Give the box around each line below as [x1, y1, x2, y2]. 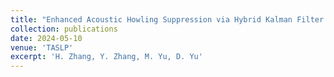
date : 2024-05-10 [10, 33, 83, 43]
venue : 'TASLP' [10, 42, 74, 53]
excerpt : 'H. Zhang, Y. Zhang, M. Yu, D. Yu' [10, 52, 203, 62]
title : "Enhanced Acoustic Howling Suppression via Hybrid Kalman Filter [10, 14, 325, 25]
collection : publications [10, 24, 118, 34]
